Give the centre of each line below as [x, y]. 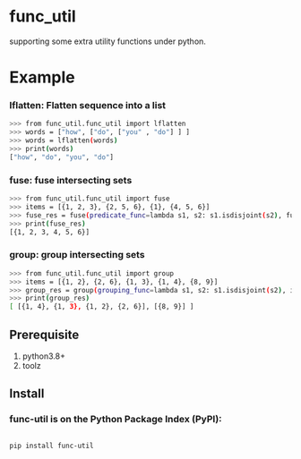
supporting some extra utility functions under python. [107, 41]
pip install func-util [52, 446]
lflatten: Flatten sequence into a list [88, 106]
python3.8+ [43, 356]
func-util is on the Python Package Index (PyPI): [116, 420]
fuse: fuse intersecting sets [71, 180]
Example [42, 77]
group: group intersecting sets [77, 255]
